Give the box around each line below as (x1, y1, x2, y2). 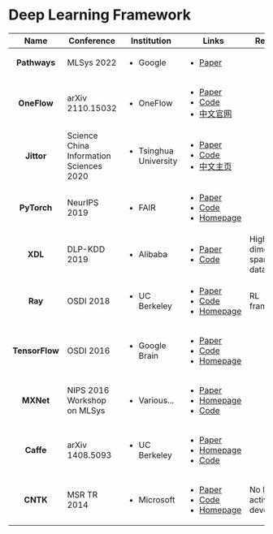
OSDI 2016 (67, 345, 110, 356)
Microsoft (138, 493, 175, 505)
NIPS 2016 (67, 384, 110, 395)
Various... (138, 394, 175, 406)
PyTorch (19, 201, 53, 213)
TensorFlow (12, 345, 59, 356)
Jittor (24, 150, 47, 161)
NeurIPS (67, 196, 99, 208)
